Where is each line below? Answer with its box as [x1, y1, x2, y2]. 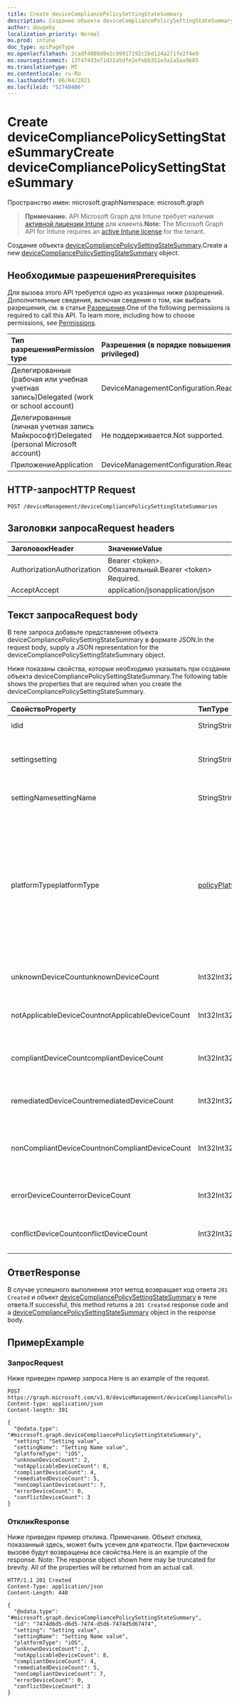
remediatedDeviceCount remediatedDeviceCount [11, 1096, 174, 1106]
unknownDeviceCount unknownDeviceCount [11, 972, 159, 982]
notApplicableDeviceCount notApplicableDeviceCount [11, 1011, 191, 1021]
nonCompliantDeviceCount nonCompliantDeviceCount [11, 1143, 191, 1153]
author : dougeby [7, 24, 55, 31]
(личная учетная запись [11, 421, 95, 431]
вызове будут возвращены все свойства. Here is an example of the [7, 1548, 208, 1557]
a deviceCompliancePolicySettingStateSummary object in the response [7, 1308, 216, 1316]
